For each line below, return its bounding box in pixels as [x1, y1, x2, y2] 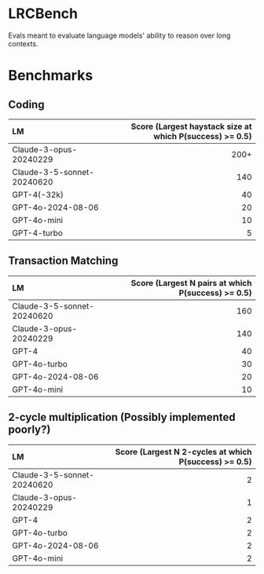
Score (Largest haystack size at [130, 121, 252, 132]
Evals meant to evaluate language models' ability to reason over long [8, 31, 231, 40]
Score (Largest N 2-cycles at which [115, 446, 252, 457]
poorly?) [8, 423, 51, 437]
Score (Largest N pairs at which [130, 277, 252, 288]
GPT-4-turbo [12, 227, 63, 238]
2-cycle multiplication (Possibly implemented [8, 411, 236, 424]
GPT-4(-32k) [12, 189, 64, 200]
